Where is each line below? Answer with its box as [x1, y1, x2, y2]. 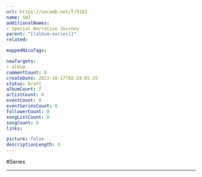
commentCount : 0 [6, 70, 47, 76]
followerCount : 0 [6, 109, 50, 115]
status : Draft [6, 80, 42, 87]
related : [6, 37, 28, 43]
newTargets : [6, 58, 36, 64]
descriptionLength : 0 [6, 142, 61, 148]
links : [6, 125, 23, 131]
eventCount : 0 [6, 97, 42, 104]
